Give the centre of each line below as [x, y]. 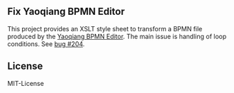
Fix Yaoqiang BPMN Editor [66, 12]
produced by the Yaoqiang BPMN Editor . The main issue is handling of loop [117, 36]
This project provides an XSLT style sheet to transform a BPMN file [105, 28]
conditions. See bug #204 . [46, 44]
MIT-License [26, 83]
